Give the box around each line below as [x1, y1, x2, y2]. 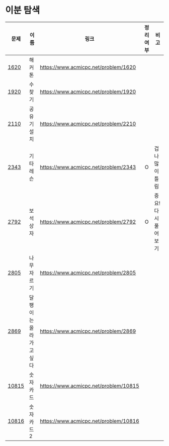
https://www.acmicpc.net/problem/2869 [40, 327, 136, 334]
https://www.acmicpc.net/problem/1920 [40, 88, 136, 95]
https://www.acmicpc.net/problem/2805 [40, 269, 136, 276]
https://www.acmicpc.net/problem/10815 [40, 382, 139, 389]
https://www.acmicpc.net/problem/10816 [40, 417, 139, 424]
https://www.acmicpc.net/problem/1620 [40, 63, 136, 70]
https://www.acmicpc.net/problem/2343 [40, 163, 136, 170]
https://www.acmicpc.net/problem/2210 [40, 120, 136, 127]
